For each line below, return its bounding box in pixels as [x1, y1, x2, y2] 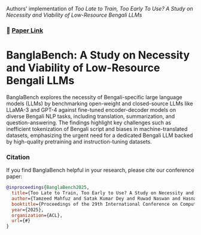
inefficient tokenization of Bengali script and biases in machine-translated [6, 125, 188, 132]
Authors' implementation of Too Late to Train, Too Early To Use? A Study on [6, 5, 193, 12]
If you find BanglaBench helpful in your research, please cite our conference [6, 167, 194, 174]
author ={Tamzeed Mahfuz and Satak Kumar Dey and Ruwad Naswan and [11, 196, 181, 202]
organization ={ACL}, [11, 212, 63, 218]
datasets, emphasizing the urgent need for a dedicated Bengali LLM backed [6, 132, 193, 139]
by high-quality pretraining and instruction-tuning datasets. [6, 138, 153, 145]
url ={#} [11, 218, 31, 224]
